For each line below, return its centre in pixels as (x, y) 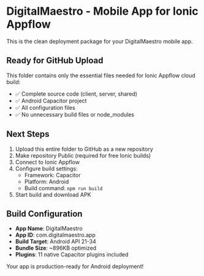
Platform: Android (47, 182)
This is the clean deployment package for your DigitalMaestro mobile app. (100, 41)
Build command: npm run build (63, 188)
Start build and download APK (53, 194)
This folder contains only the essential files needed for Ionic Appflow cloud (101, 75)
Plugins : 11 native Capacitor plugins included (72, 255)
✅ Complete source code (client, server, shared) (76, 94)
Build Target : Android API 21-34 (55, 242)
